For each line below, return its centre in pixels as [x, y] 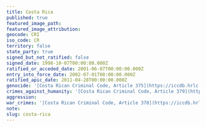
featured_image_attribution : [44, 29]
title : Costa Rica [30, 12]
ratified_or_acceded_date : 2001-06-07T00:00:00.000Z [75, 69]
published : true [27, 18]
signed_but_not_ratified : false [48, 57]
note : [13, 108]
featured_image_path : [34, 23]
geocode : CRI [23, 35]
